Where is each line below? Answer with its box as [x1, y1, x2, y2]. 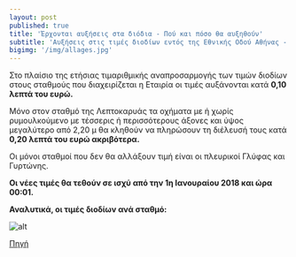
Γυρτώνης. [9, 161, 49, 171]
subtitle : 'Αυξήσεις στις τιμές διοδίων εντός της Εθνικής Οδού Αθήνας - [9, 37, 288, 47]
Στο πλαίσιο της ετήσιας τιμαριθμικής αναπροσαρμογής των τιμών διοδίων [9, 70, 288, 80]
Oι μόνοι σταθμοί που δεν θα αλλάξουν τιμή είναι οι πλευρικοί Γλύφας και [9, 151, 285, 162]
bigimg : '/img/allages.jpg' [9, 46, 113, 55]
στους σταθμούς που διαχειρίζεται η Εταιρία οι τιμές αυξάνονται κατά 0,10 [9, 79, 287, 90]
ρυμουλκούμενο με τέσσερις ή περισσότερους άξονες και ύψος [9, 116, 244, 126]
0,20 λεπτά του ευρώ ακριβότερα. [9, 134, 140, 145]
